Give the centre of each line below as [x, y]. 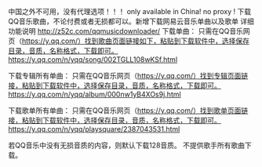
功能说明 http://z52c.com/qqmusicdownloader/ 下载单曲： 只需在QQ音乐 [126, 31]
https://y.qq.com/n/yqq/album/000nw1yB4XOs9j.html [95, 94]
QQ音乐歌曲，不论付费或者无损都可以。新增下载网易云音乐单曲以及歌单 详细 [131, 21]
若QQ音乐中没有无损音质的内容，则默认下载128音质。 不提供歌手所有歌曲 [127, 145]
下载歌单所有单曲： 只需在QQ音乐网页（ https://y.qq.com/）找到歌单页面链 [128, 111]
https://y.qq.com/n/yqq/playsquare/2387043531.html [94, 129]
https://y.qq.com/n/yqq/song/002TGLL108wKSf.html [93, 60]
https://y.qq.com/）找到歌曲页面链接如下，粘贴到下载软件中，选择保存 [136, 41]
